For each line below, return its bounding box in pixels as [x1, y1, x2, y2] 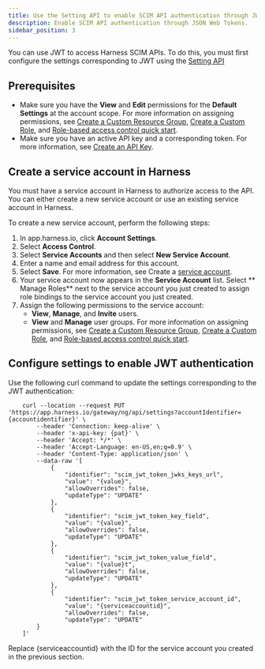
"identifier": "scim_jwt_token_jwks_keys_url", [64, 471, 224, 479]
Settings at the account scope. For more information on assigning [19, 108, 234, 118]
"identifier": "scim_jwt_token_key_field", [64, 512, 211, 520]
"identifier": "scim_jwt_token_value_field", [64, 554, 217, 562]
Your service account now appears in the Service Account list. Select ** [19, 276, 256, 284]
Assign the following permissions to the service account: [19, 301, 204, 310]
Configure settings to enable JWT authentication [8, 357, 254, 370]
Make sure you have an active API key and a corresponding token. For [19, 133, 248, 143]
